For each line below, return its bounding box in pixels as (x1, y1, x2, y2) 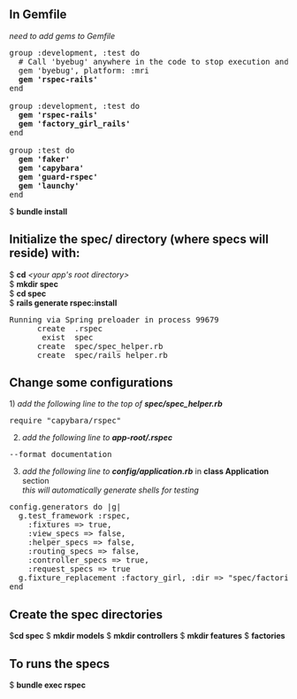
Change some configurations (9, 376, 174, 391)
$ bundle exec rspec (9, 680, 87, 690)
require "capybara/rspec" (9, 416, 122, 426)
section (21, 476, 49, 486)
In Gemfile (9, 7, 67, 22)
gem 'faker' (18, 154, 71, 164)
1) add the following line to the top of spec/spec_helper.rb (9, 399, 223, 409)
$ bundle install (9, 206, 68, 216)
